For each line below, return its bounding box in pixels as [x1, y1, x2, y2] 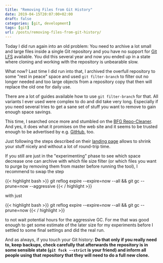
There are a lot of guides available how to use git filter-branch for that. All [5, 93, 159, 99]
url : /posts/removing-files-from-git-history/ [5, 30, 102, 35]
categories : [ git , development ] [5, 21, 71, 26]
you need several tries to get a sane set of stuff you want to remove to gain [5, 104, 156, 110]
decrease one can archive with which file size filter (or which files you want [5, 158, 157, 164]
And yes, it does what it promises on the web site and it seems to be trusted [5, 124, 158, 130]
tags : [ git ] [5, 25, 29, 30]
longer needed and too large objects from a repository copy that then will [5, 79, 152, 85]
